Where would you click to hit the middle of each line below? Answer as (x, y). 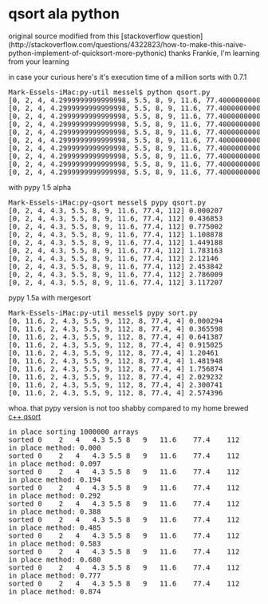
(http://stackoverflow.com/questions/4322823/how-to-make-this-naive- (128, 44)
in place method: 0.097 (55, 463)
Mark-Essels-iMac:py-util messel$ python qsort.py (109, 92)
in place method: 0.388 (55, 511)
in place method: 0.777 (55, 575)
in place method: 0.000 (55, 447)
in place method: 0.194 (55, 479)
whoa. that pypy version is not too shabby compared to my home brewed (128, 407)
